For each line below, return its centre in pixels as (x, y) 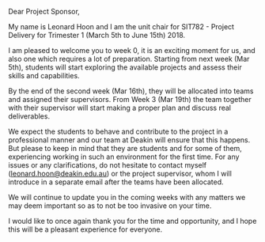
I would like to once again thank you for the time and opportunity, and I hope (132, 221)
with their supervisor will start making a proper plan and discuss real (120, 108)
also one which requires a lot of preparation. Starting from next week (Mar (129, 59)
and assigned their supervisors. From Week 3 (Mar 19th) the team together (130, 99)
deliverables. (29, 116)
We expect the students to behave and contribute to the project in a (118, 131)
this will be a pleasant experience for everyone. (85, 229)
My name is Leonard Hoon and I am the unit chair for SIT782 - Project (121, 26)
